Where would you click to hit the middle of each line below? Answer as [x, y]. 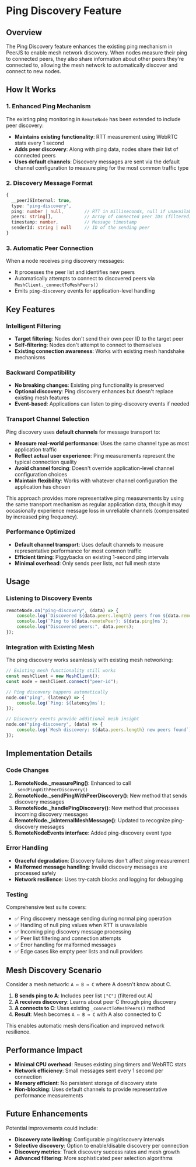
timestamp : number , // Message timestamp [74, 222]
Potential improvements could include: [52, 1128]
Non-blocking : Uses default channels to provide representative [91, 1089]
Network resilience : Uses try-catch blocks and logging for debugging [99, 879]
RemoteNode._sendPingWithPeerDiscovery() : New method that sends [101, 795]
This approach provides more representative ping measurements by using [95, 498]
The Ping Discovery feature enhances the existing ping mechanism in [90, 46]
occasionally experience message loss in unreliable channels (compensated [97, 510]
